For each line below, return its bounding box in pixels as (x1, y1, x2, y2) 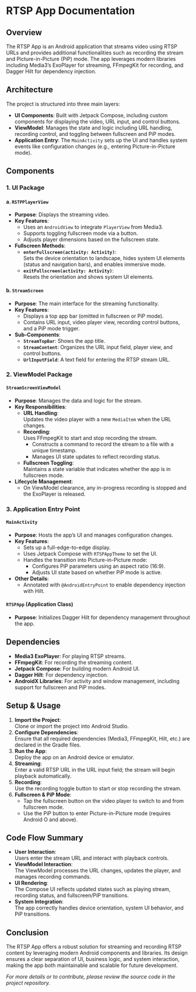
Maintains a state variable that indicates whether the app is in (23, 465, 171, 472)
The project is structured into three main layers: (6, 100, 121, 107)
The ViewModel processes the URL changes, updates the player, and (14, 867, 181, 874)
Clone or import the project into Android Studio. (14, 722, 129, 729)
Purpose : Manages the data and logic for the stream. (14, 397, 142, 404)
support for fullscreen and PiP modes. (14, 684, 106, 691)
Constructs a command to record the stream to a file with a (32, 441, 174, 448)
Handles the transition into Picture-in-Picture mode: (23, 556, 148, 563)
